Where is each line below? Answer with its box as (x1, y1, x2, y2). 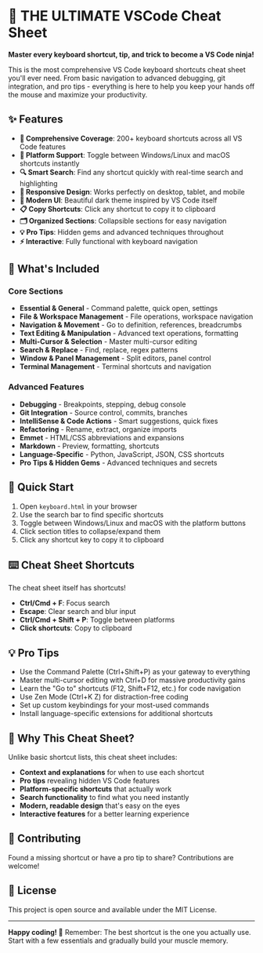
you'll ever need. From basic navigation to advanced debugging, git (8, 73, 225, 82)
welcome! (8, 861, 40, 871)
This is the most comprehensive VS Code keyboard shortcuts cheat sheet (8, 64, 247, 74)
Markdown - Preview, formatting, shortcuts (19, 441, 160, 451)
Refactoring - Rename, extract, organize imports (19, 424, 178, 434)
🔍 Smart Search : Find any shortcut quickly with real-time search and (19, 167, 243, 177)
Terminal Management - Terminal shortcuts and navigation (19, 362, 211, 371)
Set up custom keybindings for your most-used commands (19, 700, 210, 710)
